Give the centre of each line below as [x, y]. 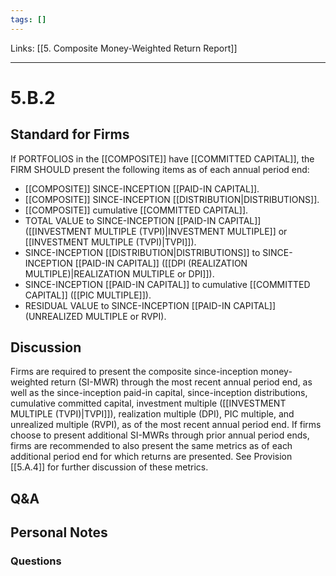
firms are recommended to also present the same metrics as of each [151, 446]
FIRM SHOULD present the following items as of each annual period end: [160, 169]
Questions [36, 561]
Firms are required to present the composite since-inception [134, 372]
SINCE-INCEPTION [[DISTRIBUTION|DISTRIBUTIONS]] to [142, 252]
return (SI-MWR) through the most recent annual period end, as [181, 382]
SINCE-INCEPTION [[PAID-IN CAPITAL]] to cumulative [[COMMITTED [167, 284]
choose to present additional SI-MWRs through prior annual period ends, [160, 435]
